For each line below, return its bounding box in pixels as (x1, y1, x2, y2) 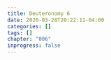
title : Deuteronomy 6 (7, 10, 71, 17)
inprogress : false (7, 42, 61, 49)
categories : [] (7, 23, 52, 30)
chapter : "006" (7, 36, 52, 43)
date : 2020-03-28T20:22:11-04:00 (7, 17, 105, 23)
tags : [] (7, 29, 33, 37)
